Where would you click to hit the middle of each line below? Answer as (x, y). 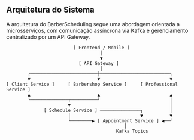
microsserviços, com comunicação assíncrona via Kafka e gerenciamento (97, 30)
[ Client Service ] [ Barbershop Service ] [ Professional (92, 84)
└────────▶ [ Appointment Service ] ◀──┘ (120, 121)
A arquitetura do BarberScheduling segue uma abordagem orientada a (93, 24)
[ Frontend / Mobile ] (101, 48)
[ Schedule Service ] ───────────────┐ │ (108, 110)
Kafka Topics (132, 131)
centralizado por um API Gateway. (48, 37)
